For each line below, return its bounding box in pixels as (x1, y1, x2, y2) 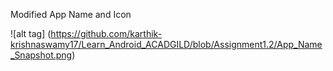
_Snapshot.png (10, 49, 73, 61)
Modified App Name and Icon (10, 9, 132, 20)
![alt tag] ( (10, 28, 52, 39)
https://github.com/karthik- (50, 28, 163, 39)
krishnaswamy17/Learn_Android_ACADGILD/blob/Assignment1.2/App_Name (10, 39, 323, 50)
